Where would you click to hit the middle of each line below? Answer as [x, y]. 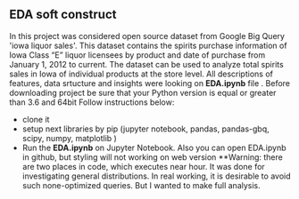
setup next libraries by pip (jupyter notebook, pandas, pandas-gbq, [145, 129]
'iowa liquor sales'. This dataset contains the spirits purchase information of [148, 45]
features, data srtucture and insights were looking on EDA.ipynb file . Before [150, 83]
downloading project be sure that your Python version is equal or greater [143, 92]
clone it [36, 119]
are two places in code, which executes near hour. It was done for [143, 166]
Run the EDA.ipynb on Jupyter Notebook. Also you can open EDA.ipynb [154, 147]
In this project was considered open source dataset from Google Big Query [147, 36]
